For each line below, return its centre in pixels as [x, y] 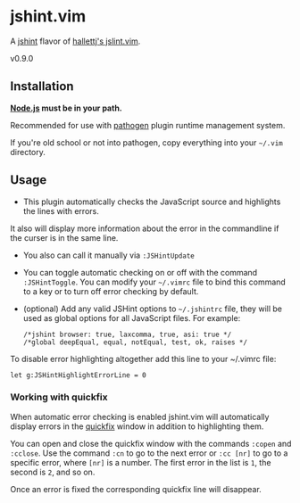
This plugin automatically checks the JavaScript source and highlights [152, 202]
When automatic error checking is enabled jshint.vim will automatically [140, 416]
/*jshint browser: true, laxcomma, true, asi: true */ [127, 334]
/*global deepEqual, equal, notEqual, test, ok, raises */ [135, 342]
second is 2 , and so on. [53, 472]
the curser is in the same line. [64, 237]
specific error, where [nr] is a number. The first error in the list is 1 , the [141, 462]
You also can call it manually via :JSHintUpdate [108, 255]
